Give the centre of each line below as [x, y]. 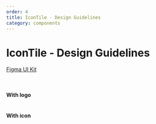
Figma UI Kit [22, 69]
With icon [19, 116]
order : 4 [17, 12]
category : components [33, 23]
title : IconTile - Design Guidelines [54, 17]
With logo [19, 95]
